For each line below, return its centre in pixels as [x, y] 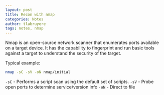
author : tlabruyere [26, 24]
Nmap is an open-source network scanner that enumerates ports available [82, 42]
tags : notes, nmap [24, 28]
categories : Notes [24, 19]
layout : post [19, 10]
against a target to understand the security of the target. [63, 53]
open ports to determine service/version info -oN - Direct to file [70, 87]
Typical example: [23, 63]
